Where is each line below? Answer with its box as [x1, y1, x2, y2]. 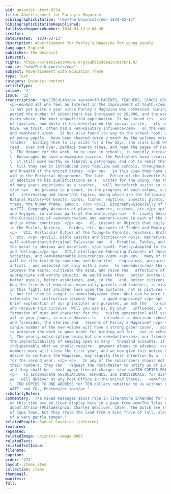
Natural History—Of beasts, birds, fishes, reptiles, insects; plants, [10, 197, 165, 202]
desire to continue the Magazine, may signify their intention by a [10, 353, 158, 358]
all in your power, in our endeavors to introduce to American [10, 315, 152, 320]
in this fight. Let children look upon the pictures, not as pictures [10, 287, 163, 292]
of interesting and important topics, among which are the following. [10, 192, 167, 197]
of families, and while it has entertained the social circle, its [10, 121, 160, 126]
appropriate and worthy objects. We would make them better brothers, [10, 272, 167, 278]
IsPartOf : [5, 54, 26, 60]
